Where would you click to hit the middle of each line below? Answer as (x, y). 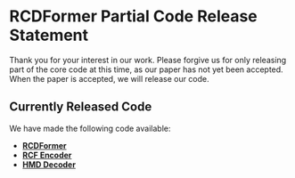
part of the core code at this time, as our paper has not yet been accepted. (146, 69)
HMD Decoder (49, 164)
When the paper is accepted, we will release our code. (109, 78)
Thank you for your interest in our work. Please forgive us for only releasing (148, 60)
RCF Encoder (47, 155)
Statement (49, 35)
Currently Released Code (81, 107)
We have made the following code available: (90, 128)
